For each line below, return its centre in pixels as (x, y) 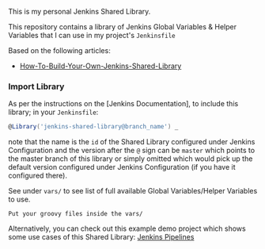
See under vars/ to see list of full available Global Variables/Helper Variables (133, 191)
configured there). (38, 176)
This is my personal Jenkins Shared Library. (79, 11)
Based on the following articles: (59, 50)
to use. (19, 199)
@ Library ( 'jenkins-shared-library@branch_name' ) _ (93, 127)
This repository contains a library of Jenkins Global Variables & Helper (123, 27)
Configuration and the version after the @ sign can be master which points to (132, 151)
